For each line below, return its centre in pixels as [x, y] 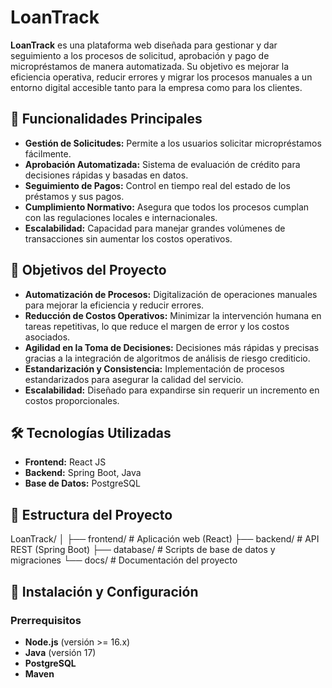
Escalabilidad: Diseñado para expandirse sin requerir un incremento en [172, 390]
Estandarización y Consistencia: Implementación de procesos [154, 368]
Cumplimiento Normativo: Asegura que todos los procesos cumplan [167, 207]
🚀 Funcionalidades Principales [106, 119]
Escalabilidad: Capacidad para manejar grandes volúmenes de [155, 228]
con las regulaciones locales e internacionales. [121, 217]
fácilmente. [48, 153]
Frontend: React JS [65, 462]
